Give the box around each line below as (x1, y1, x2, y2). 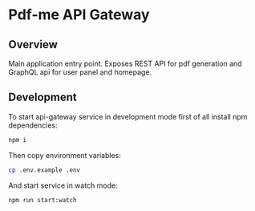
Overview (8, 38, 59, 51)
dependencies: (8, 120, 58, 130)
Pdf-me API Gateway (8, 6, 150, 24)
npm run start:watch (8, 196, 78, 204)
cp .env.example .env (8, 166, 81, 174)
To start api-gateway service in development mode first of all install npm (8, 112, 248, 121)
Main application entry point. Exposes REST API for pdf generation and (8, 59, 242, 68)
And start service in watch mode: (8, 181, 118, 190)
